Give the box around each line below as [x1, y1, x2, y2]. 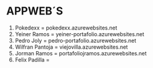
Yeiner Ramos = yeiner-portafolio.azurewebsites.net [14, 30, 145, 37]
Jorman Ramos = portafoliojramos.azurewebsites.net [14, 49, 147, 57]
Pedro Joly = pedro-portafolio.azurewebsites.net [14, 37, 137, 44]
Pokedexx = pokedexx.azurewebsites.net [14, 24, 117, 31]
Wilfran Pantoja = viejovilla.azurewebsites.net [14, 43, 128, 51]
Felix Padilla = [14, 56, 50, 63]
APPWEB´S [6, 4, 63, 18]
